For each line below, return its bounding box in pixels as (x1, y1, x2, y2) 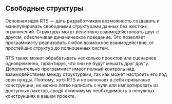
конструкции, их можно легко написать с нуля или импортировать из (5, 82, 159, 88)
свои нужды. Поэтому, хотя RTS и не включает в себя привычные (5, 76, 150, 82)
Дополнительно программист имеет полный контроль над (5, 66, 135, 72)
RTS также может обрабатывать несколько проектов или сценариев (5, 55, 157, 61)
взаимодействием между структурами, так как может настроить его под (5, 71, 167, 77)
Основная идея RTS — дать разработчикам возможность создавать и (5, 17, 160, 24)
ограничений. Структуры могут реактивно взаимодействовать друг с (5, 28, 159, 35)
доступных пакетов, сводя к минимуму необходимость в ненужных (5, 87, 155, 94)
